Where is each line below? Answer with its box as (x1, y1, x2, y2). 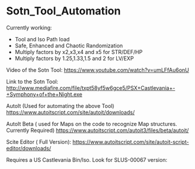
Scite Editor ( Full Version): (6, 138, 72, 145)
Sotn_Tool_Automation (6, 4, 121, 18)
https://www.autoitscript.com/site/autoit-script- (72, 138, 189, 145)
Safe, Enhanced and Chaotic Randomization (14, 42, 123, 49)
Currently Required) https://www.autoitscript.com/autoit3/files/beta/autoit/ (6, 126, 189, 134)
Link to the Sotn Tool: (6, 78, 58, 85)
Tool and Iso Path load (14, 35, 70, 43)
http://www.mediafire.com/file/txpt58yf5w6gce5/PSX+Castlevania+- (6, 84, 175, 91)
